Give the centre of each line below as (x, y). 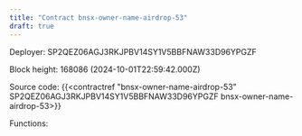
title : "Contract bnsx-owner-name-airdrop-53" (99, 18)
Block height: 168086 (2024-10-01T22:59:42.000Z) (105, 69)
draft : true (32, 26)
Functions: (29, 123)
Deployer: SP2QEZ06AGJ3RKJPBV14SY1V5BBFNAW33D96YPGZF (133, 51)
